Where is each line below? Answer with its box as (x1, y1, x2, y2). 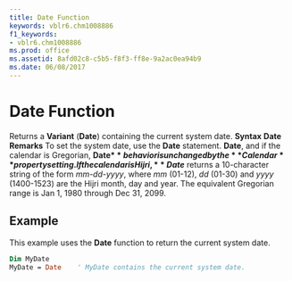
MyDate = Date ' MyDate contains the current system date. (9, 262, 246, 272)
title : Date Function (9, 12, 90, 22)
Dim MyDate (9, 254, 50, 263)
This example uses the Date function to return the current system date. (9, 237, 271, 248)
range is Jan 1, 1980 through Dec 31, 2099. (9, 187, 167, 198)
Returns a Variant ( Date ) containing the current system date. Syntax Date (9, 130, 282, 141)
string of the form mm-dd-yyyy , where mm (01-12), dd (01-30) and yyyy (9, 169, 274, 179)
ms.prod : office (9, 46, 70, 55)
